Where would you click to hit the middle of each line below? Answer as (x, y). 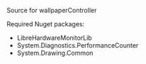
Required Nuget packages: (46, 24)
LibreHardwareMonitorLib (55, 38)
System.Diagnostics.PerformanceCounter (78, 45)
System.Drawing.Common (55, 53)
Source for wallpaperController (52, 10)
